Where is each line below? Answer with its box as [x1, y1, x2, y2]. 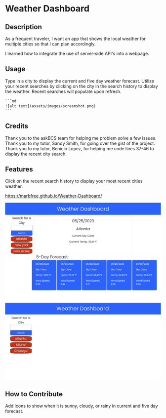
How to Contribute [5, 390, 63, 398]
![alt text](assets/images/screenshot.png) [5, 103, 96, 109]
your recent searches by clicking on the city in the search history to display [5, 83, 158, 89]
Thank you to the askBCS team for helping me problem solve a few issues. [5, 135, 157, 141]
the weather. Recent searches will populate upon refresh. [5, 88, 122, 94]
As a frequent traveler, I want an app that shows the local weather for [5, 36, 146, 42]
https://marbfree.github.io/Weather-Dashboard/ [5, 193, 102, 199]
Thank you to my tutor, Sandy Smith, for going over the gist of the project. [5, 140, 156, 146]
